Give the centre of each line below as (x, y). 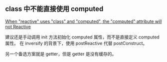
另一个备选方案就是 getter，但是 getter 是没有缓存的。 (61, 53)
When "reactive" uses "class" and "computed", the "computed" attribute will (83, 21)
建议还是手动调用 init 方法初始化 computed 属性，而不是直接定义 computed (82, 37)
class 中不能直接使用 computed (54, 9)
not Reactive (18, 26)
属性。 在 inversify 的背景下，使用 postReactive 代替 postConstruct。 (76, 43)
